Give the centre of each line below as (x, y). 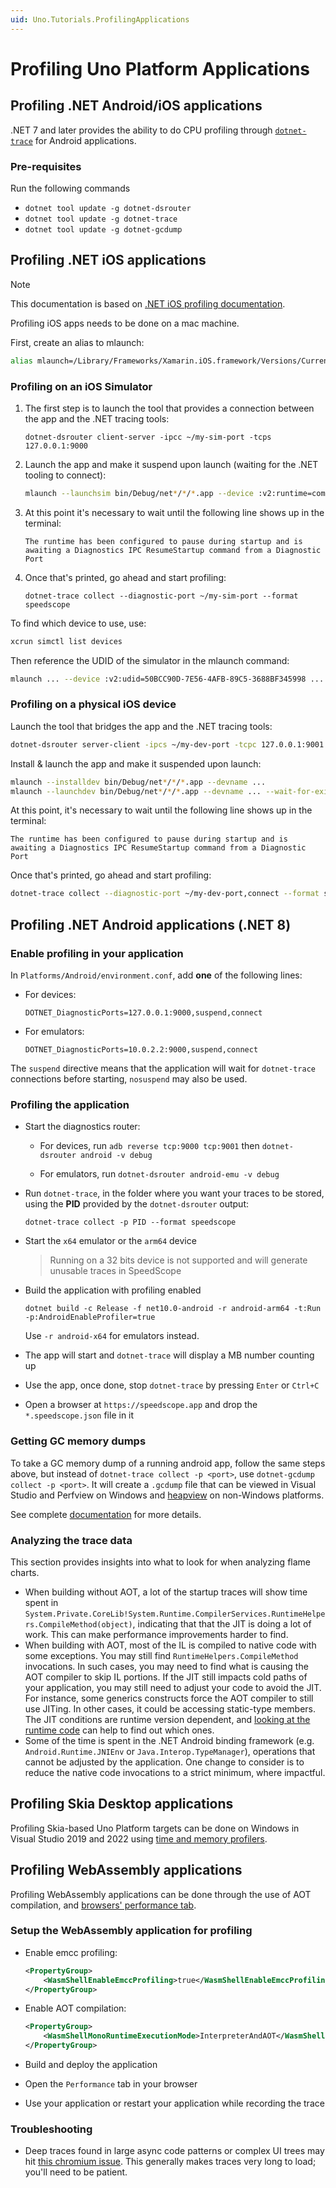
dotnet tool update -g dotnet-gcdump (103, 229)
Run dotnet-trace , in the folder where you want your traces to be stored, (174, 1193)
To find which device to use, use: (78, 623)
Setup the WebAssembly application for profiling (131, 1931)
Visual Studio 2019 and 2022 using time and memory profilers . (139, 1838)
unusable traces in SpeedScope (115, 1271)
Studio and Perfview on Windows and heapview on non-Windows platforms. (167, 1495)
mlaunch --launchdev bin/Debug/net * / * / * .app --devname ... (136, 791)
